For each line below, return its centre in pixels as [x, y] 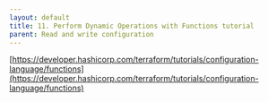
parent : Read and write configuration [82, 34]
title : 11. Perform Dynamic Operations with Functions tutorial [132, 26]
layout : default [39, 17]
